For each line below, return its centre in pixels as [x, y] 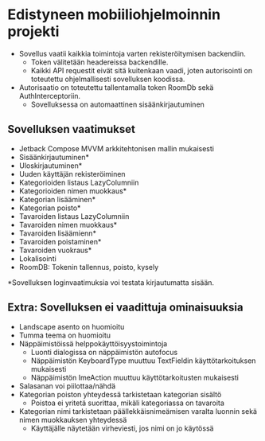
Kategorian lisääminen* [57, 199]
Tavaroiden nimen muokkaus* [68, 224]
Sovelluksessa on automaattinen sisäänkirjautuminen [117, 104]
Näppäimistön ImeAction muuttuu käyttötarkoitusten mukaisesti [135, 377]
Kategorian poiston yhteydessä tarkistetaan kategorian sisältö [120, 394]
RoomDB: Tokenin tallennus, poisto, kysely [89, 267]
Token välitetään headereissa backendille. [99, 62]
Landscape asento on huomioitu [72, 326]
